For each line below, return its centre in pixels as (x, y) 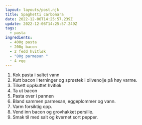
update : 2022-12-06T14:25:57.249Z (41, 24)
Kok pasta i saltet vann (36, 75)
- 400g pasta (23, 42)
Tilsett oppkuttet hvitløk (37, 86)
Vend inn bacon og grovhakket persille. (53, 112)
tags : (11, 28)
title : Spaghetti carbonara (35, 14)
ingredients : (19, 38)
